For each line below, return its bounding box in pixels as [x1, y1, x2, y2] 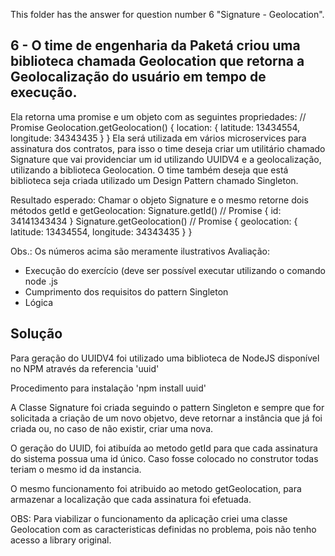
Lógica [24, 296, 54, 308]
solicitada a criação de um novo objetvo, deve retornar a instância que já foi [10, 412, 323, 424]
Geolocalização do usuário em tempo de [10, 69, 267, 86]
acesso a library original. [10, 534, 112, 546]
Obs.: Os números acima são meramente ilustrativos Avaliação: [10, 245, 271, 257]
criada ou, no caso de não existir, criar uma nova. [10, 422, 214, 434]
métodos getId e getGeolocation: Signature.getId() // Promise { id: [10, 204, 282, 216]
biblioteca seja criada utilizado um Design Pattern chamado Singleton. [10, 174, 299, 186]
